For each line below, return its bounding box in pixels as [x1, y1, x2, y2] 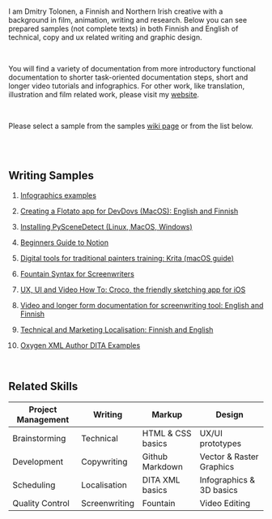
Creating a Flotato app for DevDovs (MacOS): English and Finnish [19, 206, 239, 216]
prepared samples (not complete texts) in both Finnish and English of [8, 24, 239, 33]
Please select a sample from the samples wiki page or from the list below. [8, 121, 253, 131]
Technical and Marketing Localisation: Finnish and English [19, 324, 214, 334]
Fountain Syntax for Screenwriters [19, 268, 135, 278]
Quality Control [12, 497, 70, 508]
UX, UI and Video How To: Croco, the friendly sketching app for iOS [19, 285, 246, 294]
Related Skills [8, 380, 79, 393]
